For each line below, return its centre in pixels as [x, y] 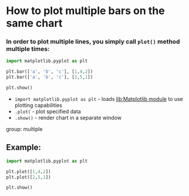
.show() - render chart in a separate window [68, 117]
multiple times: [28, 49]
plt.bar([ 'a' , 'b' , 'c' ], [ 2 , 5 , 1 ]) [50, 77]
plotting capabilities [38, 105]
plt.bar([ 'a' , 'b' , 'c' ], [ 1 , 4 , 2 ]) [50, 72]
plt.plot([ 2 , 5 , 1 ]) [28, 177]
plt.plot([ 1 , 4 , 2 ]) [28, 171]
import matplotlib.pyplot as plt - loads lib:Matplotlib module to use [99, 99]
